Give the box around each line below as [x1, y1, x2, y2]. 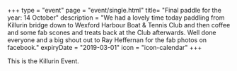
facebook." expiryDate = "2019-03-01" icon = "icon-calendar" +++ [7, 44, 202, 51]
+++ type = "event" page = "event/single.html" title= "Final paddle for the [7, 6, 221, 14]
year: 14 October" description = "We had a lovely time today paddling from [7, 13, 225, 22]
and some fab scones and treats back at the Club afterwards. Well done [7, 28, 217, 37]
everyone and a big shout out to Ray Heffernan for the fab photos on [7, 36, 207, 44]
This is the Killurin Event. [7, 57, 79, 65]
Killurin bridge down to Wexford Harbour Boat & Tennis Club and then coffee [7, 21, 231, 29]
